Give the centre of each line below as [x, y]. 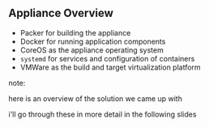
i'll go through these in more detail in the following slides [102, 114]
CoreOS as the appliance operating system [92, 50]
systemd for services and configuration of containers [107, 58]
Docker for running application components [93, 41]
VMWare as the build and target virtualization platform [110, 67]
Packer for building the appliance [75, 32]
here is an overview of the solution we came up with [95, 98]
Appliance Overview [61, 13]
